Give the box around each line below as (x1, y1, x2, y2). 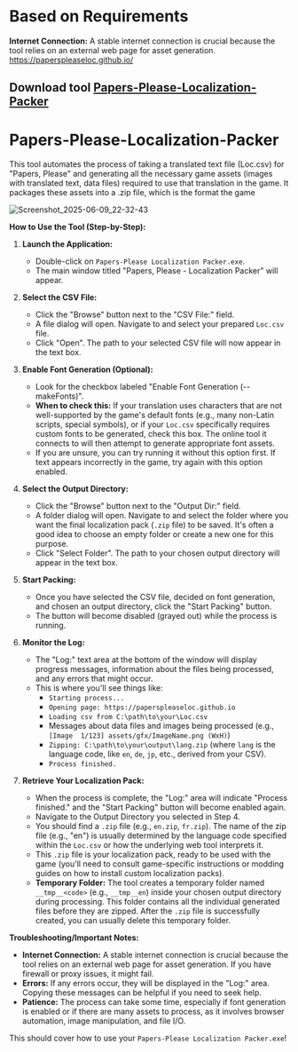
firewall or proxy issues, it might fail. (21, 969, 154, 979)
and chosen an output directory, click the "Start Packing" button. (35, 601, 272, 612)
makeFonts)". (35, 391, 84, 401)
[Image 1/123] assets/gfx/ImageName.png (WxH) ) (48, 730, 231, 740)
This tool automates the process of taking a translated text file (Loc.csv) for (9, 159, 285, 170)
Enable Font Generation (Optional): (21, 364, 153, 375)
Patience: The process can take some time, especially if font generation (21, 997, 286, 1008)
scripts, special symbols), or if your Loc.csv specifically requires (35, 419, 271, 430)
